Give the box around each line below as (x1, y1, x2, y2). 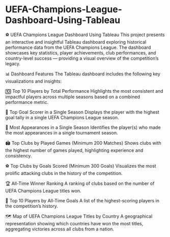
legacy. (5, 60, 21, 67)
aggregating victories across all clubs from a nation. (5, 226, 115, 232)
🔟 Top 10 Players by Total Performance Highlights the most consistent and (5, 88, 164, 94)
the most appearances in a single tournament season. (5, 129, 118, 136)
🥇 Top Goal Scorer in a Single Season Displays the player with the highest (5, 109, 159, 115)
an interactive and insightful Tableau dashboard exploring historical (5, 39, 147, 45)
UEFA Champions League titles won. (5, 188, 81, 194)
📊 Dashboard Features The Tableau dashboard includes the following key (5, 70, 160, 77)
